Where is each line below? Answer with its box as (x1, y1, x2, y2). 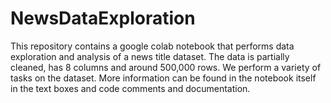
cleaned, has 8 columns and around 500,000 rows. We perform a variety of (10, 61, 322, 73)
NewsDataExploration (10, 7, 196, 30)
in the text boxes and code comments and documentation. (10, 82, 251, 94)
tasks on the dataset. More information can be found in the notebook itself (10, 72, 317, 84)
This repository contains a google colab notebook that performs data (10, 40, 295, 52)
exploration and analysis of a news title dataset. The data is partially (10, 50, 290, 62)
